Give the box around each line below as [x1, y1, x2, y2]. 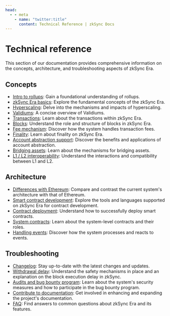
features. [12, 306, 32, 312]
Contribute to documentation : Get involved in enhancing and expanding [12, 290, 162, 296]
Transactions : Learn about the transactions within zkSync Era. [12, 115, 143, 121]
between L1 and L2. [12, 158, 54, 164]
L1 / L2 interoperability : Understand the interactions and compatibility [12, 153, 157, 159]
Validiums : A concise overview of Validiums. [12, 110, 105, 115]
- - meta [10, 12, 28, 17]
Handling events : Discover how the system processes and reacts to [12, 229, 154, 235]
